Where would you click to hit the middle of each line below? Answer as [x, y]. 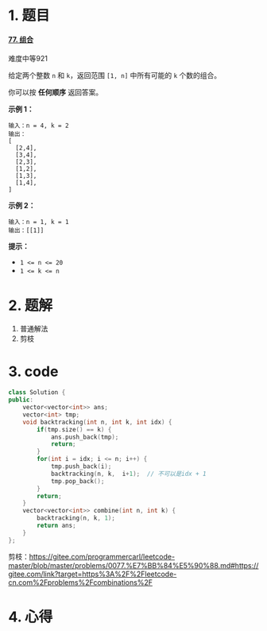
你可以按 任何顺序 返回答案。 [56, 92]
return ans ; [57, 526]
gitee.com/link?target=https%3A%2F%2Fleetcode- [93, 574]
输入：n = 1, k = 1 [39, 223]
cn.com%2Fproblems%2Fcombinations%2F [81, 582]
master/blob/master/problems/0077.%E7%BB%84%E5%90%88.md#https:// [133, 565]
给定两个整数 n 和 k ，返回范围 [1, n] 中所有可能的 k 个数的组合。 [115, 75]
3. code [33, 372]
